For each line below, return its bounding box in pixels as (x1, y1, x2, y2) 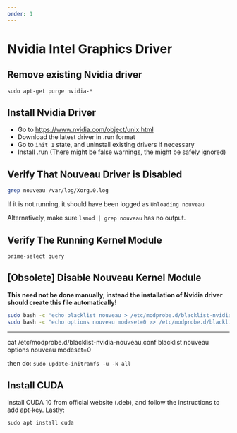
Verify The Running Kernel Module (7, 234, 162, 246)
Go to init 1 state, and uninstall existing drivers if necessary (17, 141, 195, 149)
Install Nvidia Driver (7, 107, 97, 119)
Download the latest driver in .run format (17, 133, 135, 141)
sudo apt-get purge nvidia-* (7, 88, 93, 95)
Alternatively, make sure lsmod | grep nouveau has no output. (7, 213, 186, 223)
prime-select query (7, 252, 65, 260)
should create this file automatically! (7, 298, 118, 307)
